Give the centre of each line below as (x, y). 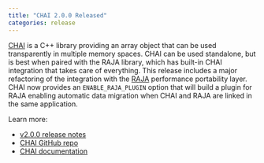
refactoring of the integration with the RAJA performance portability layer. (128, 79)
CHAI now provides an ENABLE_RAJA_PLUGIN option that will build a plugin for (130, 87)
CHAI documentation (54, 151)
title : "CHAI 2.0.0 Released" (58, 15)
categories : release (42, 23)
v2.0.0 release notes (53, 134)
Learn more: (28, 119)
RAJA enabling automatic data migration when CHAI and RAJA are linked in (130, 95)
